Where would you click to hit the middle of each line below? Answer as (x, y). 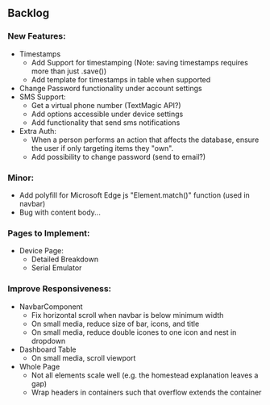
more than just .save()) (69, 71)
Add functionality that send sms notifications (106, 122)
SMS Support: (42, 97)
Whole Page (39, 366)
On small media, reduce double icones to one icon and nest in (134, 332)
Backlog (29, 13)
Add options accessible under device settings (107, 114)
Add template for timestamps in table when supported (121, 79)
